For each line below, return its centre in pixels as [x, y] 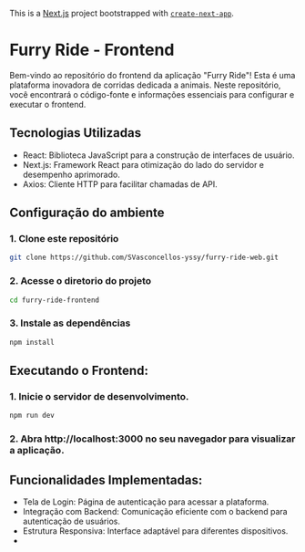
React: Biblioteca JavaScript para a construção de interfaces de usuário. [158, 155]
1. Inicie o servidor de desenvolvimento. [99, 396]
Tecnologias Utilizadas [76, 133]
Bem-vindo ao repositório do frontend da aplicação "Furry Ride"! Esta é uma [152, 75]
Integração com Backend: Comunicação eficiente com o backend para [155, 511]
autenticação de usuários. [71, 521]
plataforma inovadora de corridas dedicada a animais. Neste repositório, [145, 85]
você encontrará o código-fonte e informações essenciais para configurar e [152, 94]
